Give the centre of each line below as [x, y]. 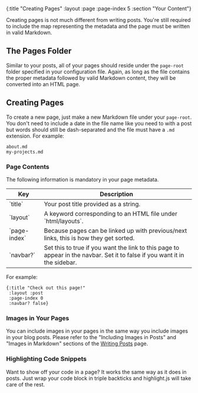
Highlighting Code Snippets [47, 359]
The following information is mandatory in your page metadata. [82, 179]
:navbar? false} [29, 303]
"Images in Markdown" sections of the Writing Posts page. [77, 344]
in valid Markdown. [29, 33]
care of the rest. [26, 384]
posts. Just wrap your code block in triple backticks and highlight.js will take [99, 378]
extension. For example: [35, 136]
